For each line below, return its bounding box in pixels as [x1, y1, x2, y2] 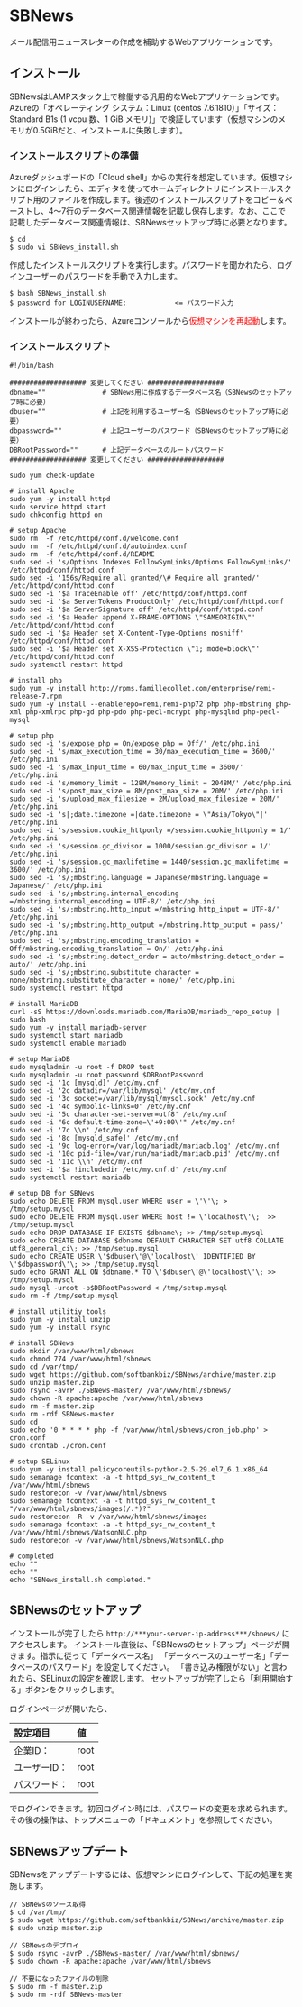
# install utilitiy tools [9, 1307, 106, 1316]
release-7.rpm [9, 692, 63, 701]
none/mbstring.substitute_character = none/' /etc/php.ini [9, 976, 236, 985]
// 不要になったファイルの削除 [9, 1974, 110, 1984]
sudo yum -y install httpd [9, 495, 111, 504]
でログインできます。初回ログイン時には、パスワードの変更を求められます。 [9, 1803, 293, 1814]
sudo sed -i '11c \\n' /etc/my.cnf [9, 1158, 143, 1167]
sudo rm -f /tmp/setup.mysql [9, 1291, 119, 1301]
